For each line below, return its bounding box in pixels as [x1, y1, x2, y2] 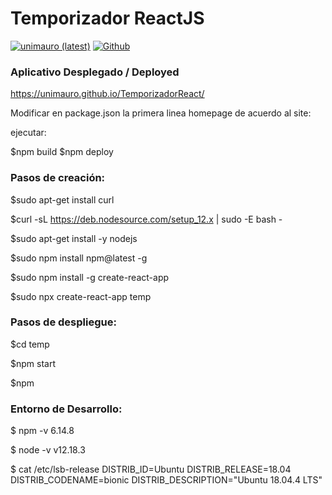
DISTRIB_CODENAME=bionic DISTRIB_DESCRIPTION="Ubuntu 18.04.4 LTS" [10, 474, 323, 486]
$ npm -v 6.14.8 [10, 425, 75, 437]
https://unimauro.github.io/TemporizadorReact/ [10, 88, 205, 100]
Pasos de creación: [10, 171, 106, 185]
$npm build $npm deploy [10, 146, 114, 158]
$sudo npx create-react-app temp [10, 290, 152, 302]
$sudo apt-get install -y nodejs [10, 232, 138, 244]
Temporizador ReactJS [10, 7, 205, 30]
